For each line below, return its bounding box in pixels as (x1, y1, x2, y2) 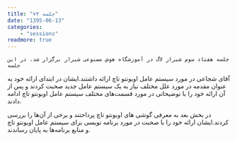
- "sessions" (20, 30, 59, 37)
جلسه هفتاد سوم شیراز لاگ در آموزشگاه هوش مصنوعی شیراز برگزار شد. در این (7, 56, 230, 63)
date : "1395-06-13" (7, 17, 65, 24)
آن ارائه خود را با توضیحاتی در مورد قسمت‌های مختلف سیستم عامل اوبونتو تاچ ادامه (7, 90, 226, 98)
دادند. (7, 97, 22, 106)
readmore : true (7, 37, 52, 44)
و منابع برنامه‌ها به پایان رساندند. (7, 125, 91, 134)
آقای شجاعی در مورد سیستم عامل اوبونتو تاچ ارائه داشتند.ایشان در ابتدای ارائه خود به (7, 75, 230, 83)
